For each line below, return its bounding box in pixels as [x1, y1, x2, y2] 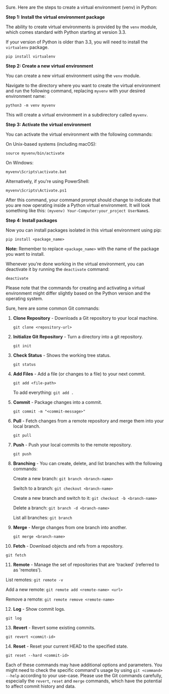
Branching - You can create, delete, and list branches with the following [13, 460, 162, 466]
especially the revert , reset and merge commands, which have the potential [6, 678, 162, 684]
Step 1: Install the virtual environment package [6, 14, 105, 20]
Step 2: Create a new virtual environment [6, 63, 94, 69]
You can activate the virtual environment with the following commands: [6, 131, 153, 137]
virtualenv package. [6, 44, 49, 50]
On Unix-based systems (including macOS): [6, 141, 97, 147]
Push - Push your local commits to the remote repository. [13, 442, 132, 448]
